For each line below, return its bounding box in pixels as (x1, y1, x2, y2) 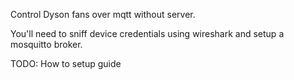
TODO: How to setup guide (10, 58, 122, 69)
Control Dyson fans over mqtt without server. (10, 9, 196, 20)
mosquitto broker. (10, 39, 83, 50)
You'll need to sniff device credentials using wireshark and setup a (10, 28, 285, 39)
